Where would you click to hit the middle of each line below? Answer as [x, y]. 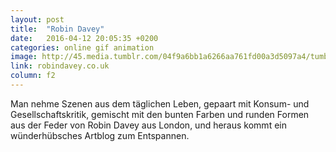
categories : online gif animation [82, 47]
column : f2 [33, 76]
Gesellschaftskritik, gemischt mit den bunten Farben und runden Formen [160, 114]
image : [24, 57]
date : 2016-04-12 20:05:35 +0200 [84, 38]
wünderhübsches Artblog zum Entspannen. [100, 135]
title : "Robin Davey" [57, 29]
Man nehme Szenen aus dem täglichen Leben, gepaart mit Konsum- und [160, 103]
